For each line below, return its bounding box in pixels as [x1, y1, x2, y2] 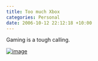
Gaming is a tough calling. [6, 36, 71, 44]
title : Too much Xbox [6, 8, 60, 15]
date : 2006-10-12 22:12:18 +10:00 [6, 20, 93, 26]
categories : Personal [6, 14, 60, 20]
